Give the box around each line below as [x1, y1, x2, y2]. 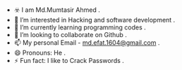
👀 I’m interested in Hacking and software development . [13, 16, 176, 24]
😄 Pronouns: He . [13, 48, 66, 57]
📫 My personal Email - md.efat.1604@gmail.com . [13, 38, 160, 47]
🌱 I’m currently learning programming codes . [13, 23, 146, 31]
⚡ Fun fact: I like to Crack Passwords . [13, 57, 125, 64]
